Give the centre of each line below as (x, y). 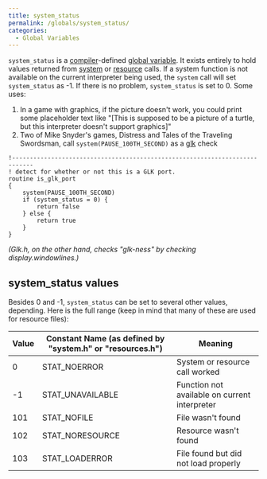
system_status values (64, 283)
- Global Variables (48, 38)
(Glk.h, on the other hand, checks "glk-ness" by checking (102, 249)
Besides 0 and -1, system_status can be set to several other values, (118, 302)
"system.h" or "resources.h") (105, 349)
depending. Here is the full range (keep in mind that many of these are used (132, 310)
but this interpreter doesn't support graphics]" (95, 127)
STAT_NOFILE (68, 418)
